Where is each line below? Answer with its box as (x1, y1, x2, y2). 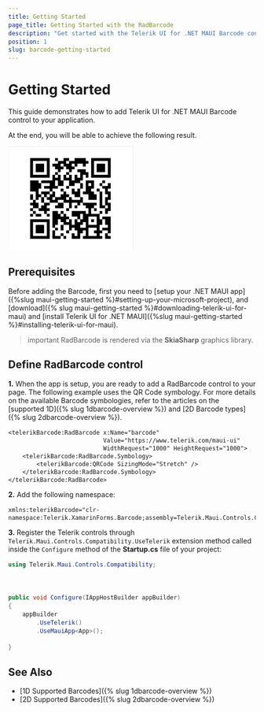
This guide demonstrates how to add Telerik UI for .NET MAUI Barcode (8, 107, 237, 117)
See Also (8, 666, 53, 679)
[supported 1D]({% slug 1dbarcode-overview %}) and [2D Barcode (8, 404, 224, 413)
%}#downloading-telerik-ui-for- (144, 303, 247, 313)
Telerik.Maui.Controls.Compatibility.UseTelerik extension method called (8, 536, 251, 545)
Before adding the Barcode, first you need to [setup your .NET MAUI (8, 286, 229, 295)
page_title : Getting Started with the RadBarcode (8, 20, 174, 29)
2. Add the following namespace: (8, 489, 115, 499)
